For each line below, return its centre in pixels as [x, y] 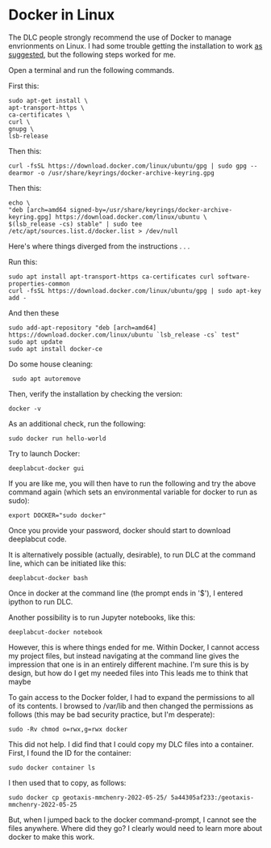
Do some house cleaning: [51, 364]
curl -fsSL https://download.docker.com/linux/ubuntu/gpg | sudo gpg [128, 166]
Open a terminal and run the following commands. [92, 70]
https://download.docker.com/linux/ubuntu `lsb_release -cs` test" [124, 335]
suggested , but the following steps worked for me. [92, 54]
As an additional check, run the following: [77, 423]
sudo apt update [35, 341]
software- [234, 277]
